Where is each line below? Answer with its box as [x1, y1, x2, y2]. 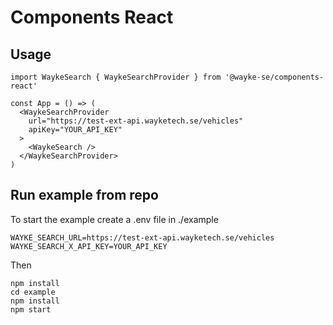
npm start [10, 304, 52, 315]
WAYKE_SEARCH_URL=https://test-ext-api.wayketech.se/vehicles [10, 232, 275, 243]
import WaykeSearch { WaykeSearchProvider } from [10, 72, 222, 82]
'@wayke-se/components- [224, 72, 325, 82]
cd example [10, 287, 56, 297]
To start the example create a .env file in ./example [10, 213, 219, 225]
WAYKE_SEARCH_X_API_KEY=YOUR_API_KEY [10, 241, 168, 251]
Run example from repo [10, 187, 159, 204]
